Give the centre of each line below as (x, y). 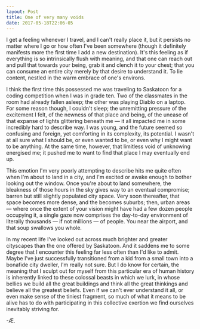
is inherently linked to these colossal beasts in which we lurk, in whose (93, 278)
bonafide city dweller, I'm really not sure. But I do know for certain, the (93, 265)
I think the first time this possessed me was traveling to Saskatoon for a (94, 90)
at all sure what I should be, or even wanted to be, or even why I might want (99, 140)
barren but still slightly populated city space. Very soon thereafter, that (93, 196)
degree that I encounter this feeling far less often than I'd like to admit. (93, 252)
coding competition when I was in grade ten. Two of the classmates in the (97, 96)
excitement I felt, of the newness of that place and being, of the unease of (97, 115)
